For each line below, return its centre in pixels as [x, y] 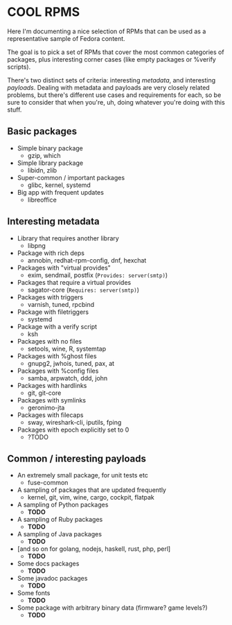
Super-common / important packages [71, 177]
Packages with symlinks [52, 400]
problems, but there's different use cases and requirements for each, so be [114, 95]
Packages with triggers [50, 297]
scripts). [19, 67]
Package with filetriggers [53, 312]
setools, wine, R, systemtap [66, 349]
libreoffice [42, 200]
